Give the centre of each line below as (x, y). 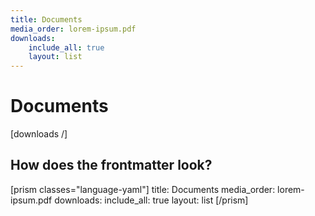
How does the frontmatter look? (111, 165)
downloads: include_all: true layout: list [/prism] (151, 200)
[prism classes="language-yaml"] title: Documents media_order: (143, 189)
